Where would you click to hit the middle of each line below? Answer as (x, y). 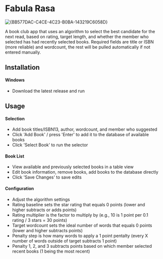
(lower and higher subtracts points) (47, 230)
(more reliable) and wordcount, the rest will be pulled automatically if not (78, 47)
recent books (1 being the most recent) (51, 251)
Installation (22, 68)
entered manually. (23, 52)
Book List (15, 156)
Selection (15, 119)
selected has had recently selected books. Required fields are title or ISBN (80, 41)
